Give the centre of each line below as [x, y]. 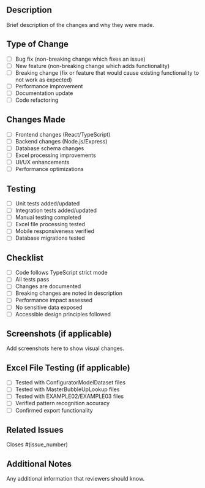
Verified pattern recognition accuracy [62, 403]
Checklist [25, 258]
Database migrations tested [50, 238]
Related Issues [35, 429]
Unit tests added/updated [47, 204]
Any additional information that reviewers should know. [76, 479]
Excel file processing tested [50, 224]
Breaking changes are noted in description [69, 293]
